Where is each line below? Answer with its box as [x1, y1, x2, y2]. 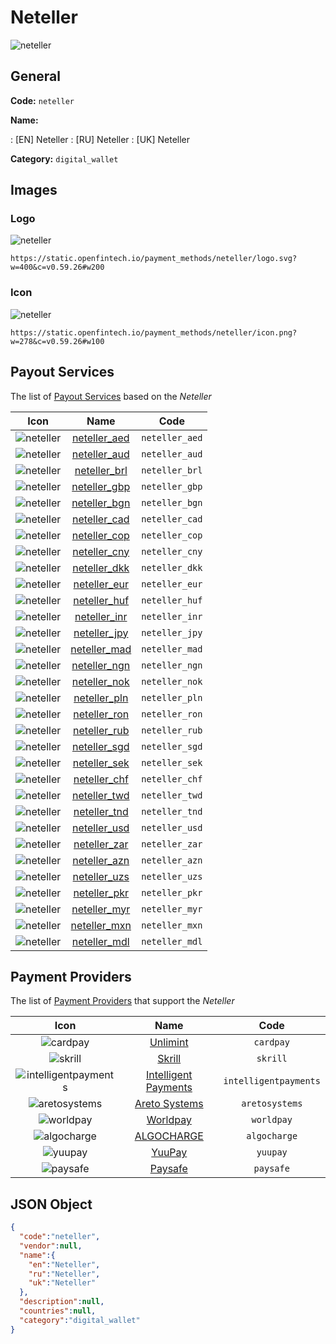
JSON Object [10, 1196, 93, 1213]
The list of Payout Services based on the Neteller [10, 390, 212, 402]
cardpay [253, 1037, 290, 1048]
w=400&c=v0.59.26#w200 [10, 262, 105, 273]
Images [10, 182, 58, 199]
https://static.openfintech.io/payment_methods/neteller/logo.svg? [10, 254, 298, 264]
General [10, 68, 62, 85]
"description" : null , [19, 1297, 105, 1307]
